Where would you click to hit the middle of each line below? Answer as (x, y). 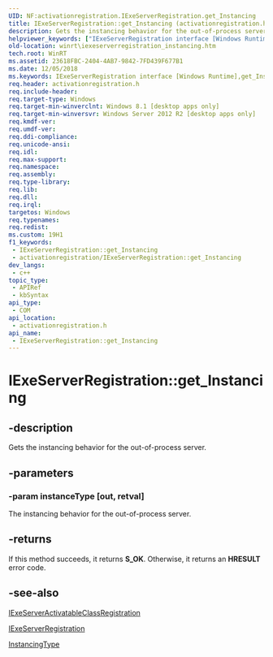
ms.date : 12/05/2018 (43, 69)
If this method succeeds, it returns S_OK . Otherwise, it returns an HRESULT (134, 559)
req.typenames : (34, 220)
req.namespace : (34, 167)
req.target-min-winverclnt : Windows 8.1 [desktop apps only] (114, 106)
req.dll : (23, 197)
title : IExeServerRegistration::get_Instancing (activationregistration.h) (139, 24)
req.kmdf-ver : (32, 122)
